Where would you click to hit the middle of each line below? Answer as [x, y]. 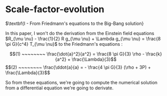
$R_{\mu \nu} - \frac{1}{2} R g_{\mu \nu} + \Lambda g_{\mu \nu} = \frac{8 [83, 39]
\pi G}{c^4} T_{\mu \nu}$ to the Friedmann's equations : [64, 44]
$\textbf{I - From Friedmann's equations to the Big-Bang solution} [75, 23]
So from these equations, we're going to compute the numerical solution [81, 82]
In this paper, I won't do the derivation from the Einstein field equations [80, 33]
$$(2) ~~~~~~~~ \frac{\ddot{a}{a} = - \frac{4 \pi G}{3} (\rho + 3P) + [78, 67]
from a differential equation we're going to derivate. [59, 88]
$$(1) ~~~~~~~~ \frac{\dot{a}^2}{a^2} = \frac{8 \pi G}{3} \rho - [77, 54]
